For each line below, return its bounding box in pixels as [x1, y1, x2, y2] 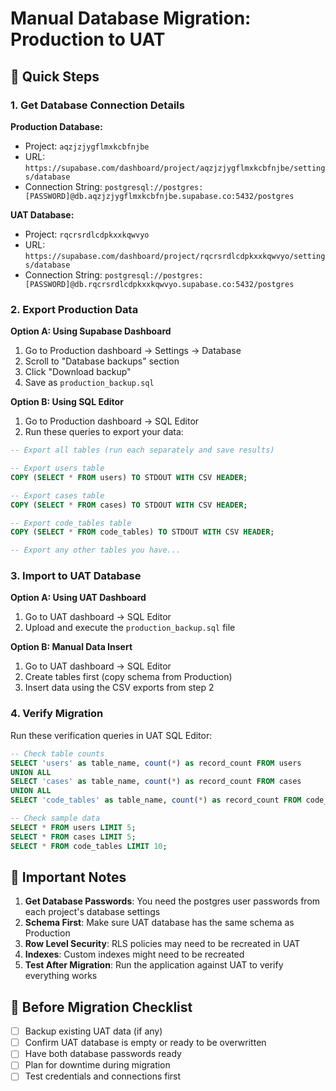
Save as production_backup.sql [24, 377, 155, 389]
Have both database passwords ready [24, 1048, 182, 1060]
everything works [24, 970, 98, 982]
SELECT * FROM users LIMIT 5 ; [10, 822, 137, 832]
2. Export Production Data [10, 302, 139, 316]
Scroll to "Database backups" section [24, 355, 180, 367]
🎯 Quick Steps [10, 68, 100, 85]
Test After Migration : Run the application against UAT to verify [24, 959, 284, 971]
